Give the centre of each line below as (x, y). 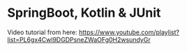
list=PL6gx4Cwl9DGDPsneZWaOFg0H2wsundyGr (79, 39)
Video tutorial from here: (43, 32)
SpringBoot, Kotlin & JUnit (84, 13)
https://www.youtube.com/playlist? (129, 32)
